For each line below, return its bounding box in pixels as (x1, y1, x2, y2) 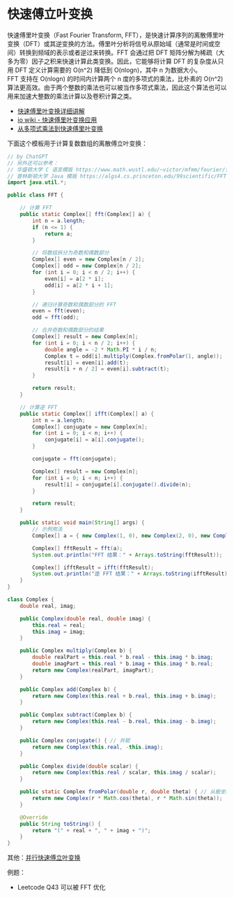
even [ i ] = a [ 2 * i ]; (44, 275, 104, 282)
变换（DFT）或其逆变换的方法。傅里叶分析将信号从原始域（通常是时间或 (7, 39, 214, 48)
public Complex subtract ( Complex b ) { (19, 711, 132, 718)
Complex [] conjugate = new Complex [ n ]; (32, 423, 148, 430)
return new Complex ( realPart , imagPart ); (32, 667, 155, 674)
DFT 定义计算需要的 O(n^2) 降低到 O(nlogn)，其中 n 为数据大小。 (15, 66, 202, 74)
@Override (19, 813, 49, 821)
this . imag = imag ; (32, 628, 86, 635)
